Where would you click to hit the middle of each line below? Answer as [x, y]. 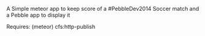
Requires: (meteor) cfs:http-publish [51, 27]
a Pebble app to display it [38, 15]
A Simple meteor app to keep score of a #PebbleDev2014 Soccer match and [103, 9]
